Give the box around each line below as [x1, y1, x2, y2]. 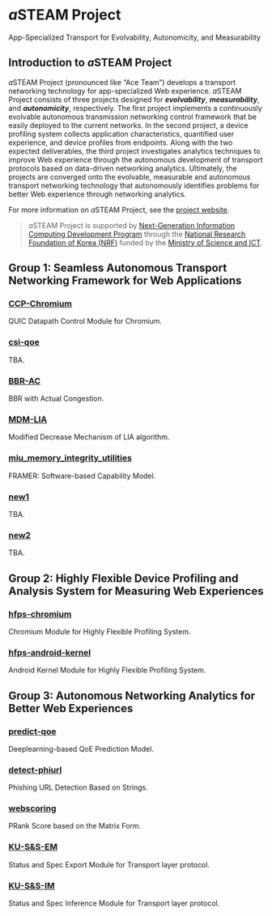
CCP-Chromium [8, 298, 73, 309]
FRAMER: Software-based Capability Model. [8, 471, 156, 481]
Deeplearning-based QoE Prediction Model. [8, 744, 154, 753]
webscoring [8, 803, 57, 814]
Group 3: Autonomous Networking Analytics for [8, 689, 256, 702]
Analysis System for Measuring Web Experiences [8, 584, 264, 598]
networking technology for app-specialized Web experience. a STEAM [8, 86, 242, 95]
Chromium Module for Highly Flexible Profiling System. [8, 626, 192, 636]
